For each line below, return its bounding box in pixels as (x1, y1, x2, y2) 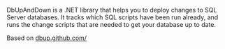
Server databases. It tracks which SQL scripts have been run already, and (6, 13, 219, 21)
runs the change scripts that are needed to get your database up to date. (6, 21, 216, 28)
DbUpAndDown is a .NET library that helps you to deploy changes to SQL (6, 6, 217, 14)
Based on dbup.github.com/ (6, 34, 87, 42)
